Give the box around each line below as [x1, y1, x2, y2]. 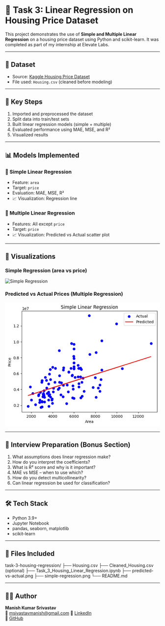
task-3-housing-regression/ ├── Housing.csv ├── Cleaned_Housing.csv [5, 563, 154, 568]
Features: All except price [12, 221, 65, 227]
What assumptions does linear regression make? [12, 454, 111, 460]
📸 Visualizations [5, 252, 55, 260]
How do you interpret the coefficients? [12, 459, 90, 465]
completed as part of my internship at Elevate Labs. [5, 41, 110, 47]
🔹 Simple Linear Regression [5, 168, 72, 175]
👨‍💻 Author [5, 592, 37, 600]
